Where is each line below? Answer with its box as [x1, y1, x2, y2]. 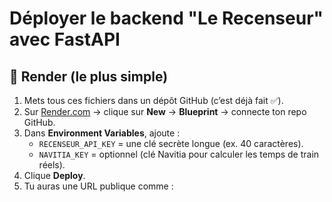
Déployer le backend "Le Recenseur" [9, 7, 324, 30]
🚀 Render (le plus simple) [9, 68, 169, 85]
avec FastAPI [9, 28, 121, 51]
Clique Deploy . [23, 170, 86, 181]
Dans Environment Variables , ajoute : [23, 127, 181, 139]
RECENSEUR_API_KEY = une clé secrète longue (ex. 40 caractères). [38, 138, 304, 149]
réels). [38, 159, 66, 171]
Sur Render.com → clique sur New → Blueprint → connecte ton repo [23, 106, 307, 117]
